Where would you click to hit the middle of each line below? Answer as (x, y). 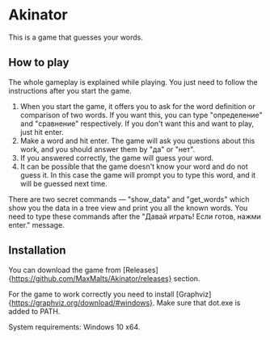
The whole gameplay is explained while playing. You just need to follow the (133, 82)
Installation (37, 251)
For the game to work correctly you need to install (91, 294)
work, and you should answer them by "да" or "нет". (108, 149)
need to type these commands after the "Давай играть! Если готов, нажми (135, 216)
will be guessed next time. (63, 183)
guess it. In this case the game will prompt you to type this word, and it (138, 174)
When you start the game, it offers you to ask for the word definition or (138, 106)
